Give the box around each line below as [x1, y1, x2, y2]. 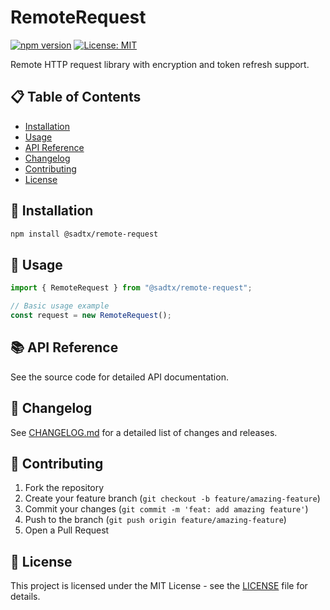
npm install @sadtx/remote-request [10, 229, 159, 239]
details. [10, 591, 41, 603]
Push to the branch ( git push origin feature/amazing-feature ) [24, 514, 287, 526]
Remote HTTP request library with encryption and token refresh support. [10, 58, 310, 70]
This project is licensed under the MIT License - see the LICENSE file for [10, 580, 308, 592]
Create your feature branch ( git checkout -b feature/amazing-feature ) [24, 492, 321, 505]
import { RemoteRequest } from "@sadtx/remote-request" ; [10, 283, 253, 293]
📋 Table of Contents [10, 89, 142, 106]
